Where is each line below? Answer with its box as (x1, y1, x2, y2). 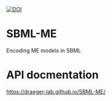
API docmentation (6, 68, 99, 82)
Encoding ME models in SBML (6, 47, 82, 54)
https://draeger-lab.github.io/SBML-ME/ (6, 88, 106, 95)
